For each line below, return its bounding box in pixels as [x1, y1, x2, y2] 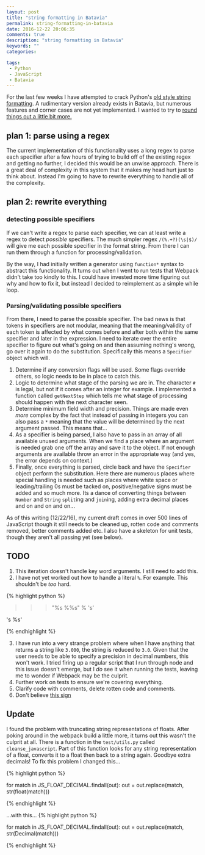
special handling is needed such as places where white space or [15, 477, 178, 484]
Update [6, 709, 35, 720]
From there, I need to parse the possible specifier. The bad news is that [6, 316, 185, 323]
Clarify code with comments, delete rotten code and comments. [15, 685, 176, 692]
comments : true [6, 32, 45, 38]
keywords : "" [6, 43, 40, 49]
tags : [6, 59, 20, 66]
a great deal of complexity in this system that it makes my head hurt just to [6, 166, 194, 174]
